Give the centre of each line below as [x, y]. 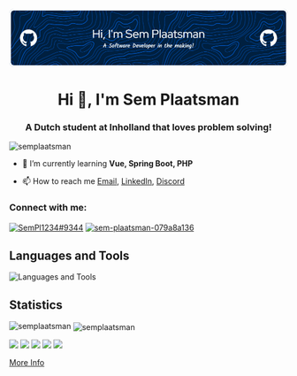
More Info [27, 362]
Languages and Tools [69, 255]
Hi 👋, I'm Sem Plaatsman [148, 100]
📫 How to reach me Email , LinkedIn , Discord [103, 181]
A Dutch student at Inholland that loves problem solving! [148, 127]
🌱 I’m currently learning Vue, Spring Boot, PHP [107, 164]
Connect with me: [48, 208]
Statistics [36, 305]
